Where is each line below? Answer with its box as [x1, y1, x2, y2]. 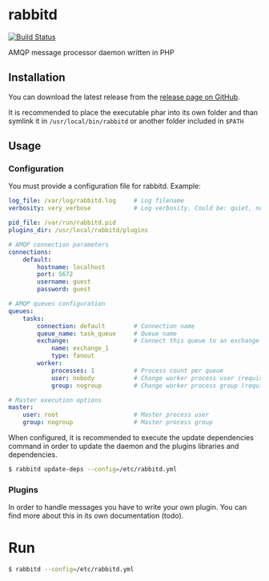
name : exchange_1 [50, 344, 110, 353]
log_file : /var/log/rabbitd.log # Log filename [8, 197, 184, 205]
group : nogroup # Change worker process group [50, 382, 239, 390]
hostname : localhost [37, 262, 106, 271]
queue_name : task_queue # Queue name [37, 330, 178, 338]
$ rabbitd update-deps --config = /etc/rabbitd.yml [8, 466, 178, 474]
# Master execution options [8, 396, 102, 404]
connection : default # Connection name [37, 322, 195, 330]
